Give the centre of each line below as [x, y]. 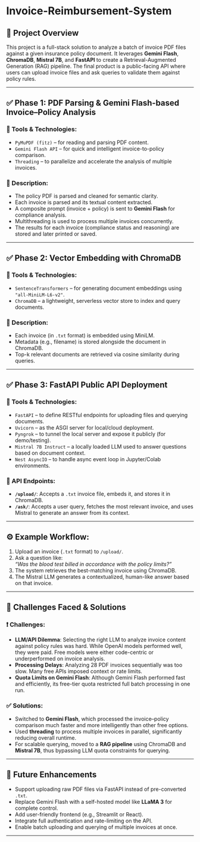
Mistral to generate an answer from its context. [72, 512]
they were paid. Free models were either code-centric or [84, 652]
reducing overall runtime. [46, 738]
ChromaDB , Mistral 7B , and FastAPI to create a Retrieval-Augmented [91, 60]
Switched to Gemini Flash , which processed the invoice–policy [92, 719]
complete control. [36, 808]
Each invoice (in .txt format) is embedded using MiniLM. [85, 335]
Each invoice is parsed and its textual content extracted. [84, 202]
